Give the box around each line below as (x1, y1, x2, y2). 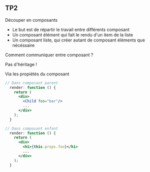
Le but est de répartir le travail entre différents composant (12, 27, 130, 33)
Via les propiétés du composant (5, 71, 70, 77)
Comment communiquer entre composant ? (5, 52, 93, 58)
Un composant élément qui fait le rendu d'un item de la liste (12, 32, 133, 37)
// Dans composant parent (5, 80, 58, 85)
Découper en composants (5, 17, 58, 23)
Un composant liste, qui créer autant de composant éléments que (12, 37, 145, 43)
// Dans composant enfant (5, 126, 58, 131)
